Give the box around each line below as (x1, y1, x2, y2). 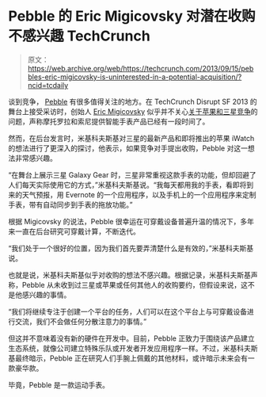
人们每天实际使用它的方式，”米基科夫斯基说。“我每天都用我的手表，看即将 (8, 180, 247, 189)
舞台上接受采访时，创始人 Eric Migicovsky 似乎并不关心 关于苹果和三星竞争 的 (8, 106, 258, 116)
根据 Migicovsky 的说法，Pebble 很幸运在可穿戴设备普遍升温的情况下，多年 (8, 216, 255, 226)
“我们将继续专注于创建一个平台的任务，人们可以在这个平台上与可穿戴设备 (8, 307, 248, 316)
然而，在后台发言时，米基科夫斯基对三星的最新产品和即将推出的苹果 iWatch (8, 133, 255, 143)
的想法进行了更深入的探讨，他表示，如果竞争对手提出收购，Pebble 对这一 (8, 143, 248, 153)
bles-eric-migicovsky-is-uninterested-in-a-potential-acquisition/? (27, 72, 242, 82)
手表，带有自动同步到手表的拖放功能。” (8, 200, 133, 209)
